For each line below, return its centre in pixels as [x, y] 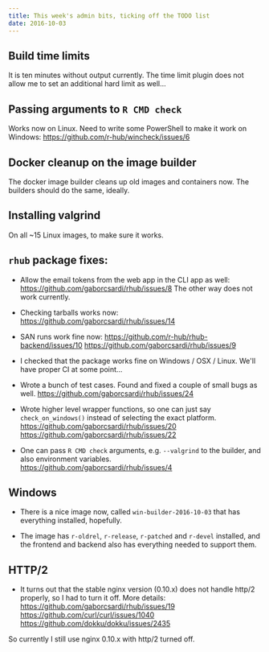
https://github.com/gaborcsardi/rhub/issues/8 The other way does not [136, 288]
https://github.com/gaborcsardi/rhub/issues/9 [160, 345]
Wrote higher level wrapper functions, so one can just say [115, 409]
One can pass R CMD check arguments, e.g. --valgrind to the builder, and [140, 450]
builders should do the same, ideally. [69, 190]
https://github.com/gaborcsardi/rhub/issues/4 [96, 467]
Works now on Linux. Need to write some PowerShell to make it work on [128, 129]
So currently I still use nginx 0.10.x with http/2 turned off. [102, 639]
